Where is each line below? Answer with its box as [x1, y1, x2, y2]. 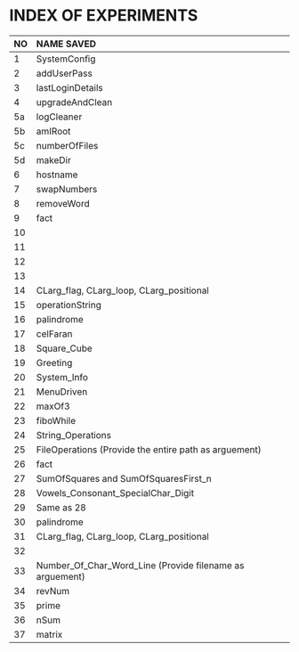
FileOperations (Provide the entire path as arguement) [36, 443, 262, 455]
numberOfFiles [36, 139, 99, 151]
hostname [36, 168, 78, 181]
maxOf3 [36, 400, 70, 412]
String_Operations [36, 428, 111, 441]
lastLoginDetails [36, 81, 104, 94]
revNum [36, 584, 69, 597]
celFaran [36, 327, 73, 339]
